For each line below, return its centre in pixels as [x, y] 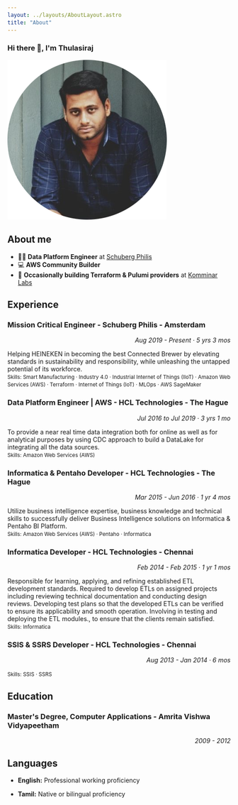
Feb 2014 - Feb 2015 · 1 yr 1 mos [184, 567]
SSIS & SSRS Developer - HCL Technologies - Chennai [102, 645]
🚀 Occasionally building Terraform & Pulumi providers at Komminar [118, 275]
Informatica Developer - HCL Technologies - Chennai [100, 552]
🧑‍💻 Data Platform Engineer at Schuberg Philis [85, 256]
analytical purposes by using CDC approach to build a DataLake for [106, 439]
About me [29, 240]
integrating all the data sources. [53, 447]
